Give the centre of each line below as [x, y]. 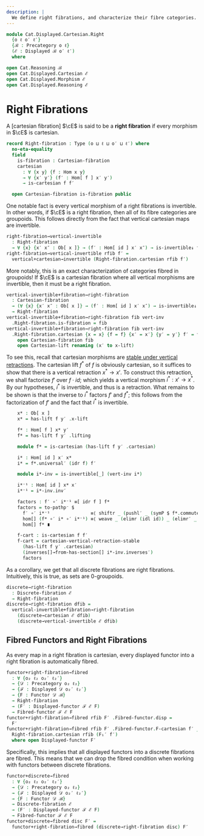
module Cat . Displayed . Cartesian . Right [55, 34]
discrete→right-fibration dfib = [49, 604]
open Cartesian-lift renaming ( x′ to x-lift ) [76, 346]
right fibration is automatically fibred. [53, 661]
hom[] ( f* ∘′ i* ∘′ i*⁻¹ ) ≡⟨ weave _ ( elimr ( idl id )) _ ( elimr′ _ [110, 519]
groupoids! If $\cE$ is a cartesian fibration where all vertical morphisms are [100, 277]
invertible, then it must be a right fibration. [59, 284]
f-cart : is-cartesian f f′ [53, 535]
